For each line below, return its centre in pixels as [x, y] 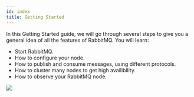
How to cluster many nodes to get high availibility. [75, 70]
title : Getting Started [35, 17]
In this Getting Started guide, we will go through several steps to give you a [97, 34]
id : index [18, 11]
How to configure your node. [50, 58]
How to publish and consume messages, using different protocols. [95, 64]
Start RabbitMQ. [34, 51]
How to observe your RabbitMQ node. [61, 76]
